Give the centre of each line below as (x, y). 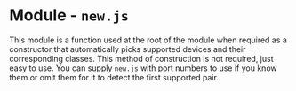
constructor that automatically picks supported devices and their (128, 49)
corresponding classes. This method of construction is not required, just (141, 58)
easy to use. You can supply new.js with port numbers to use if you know (143, 68)
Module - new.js (69, 15)
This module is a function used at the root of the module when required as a (148, 40)
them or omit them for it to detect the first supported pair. (114, 77)
